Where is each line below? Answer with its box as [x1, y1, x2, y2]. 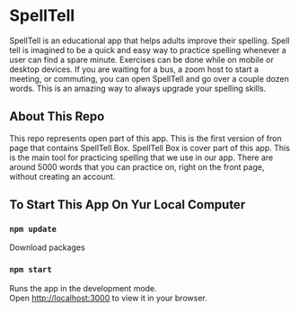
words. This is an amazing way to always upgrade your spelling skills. [9, 83, 267, 94]
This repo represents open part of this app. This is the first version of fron [9, 132, 282, 144]
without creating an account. [9, 171, 116, 182]
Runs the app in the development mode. [9, 282, 157, 293]
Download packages [9, 242, 85, 253]
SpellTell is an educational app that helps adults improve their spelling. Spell [9, 35, 290, 46]
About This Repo [9, 109, 105, 124]
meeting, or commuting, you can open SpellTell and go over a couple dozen [9, 73, 289, 84]
